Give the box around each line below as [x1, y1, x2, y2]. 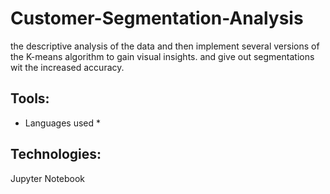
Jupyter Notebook [10, 172, 86, 184]
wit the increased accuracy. [10, 61, 125, 73]
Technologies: [10, 146, 102, 163]
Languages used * [24, 117, 101, 129]
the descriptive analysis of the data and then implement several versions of [10, 40, 320, 52]
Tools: [10, 90, 50, 107]
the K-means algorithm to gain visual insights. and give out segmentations [10, 50, 315, 62]
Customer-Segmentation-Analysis [10, 7, 304, 30]
